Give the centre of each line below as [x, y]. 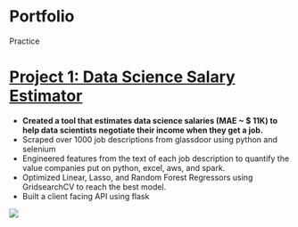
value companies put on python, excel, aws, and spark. [124, 167]
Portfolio [42, 16]
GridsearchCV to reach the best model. [94, 186]
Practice [25, 41]
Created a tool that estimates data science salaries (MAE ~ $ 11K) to [150, 120]
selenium [39, 149]
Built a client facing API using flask [86, 196]
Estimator [46, 96]
